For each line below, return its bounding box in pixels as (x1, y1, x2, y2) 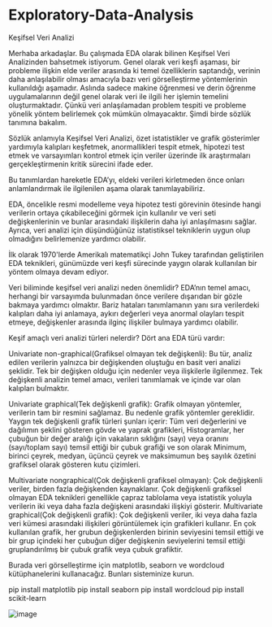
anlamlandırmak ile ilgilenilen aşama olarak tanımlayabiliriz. (8, 183, 205, 193)
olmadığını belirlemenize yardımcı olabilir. (8, 233, 146, 243)
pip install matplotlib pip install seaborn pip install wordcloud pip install (8, 584, 245, 594)
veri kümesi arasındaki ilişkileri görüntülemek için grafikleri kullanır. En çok (8, 518, 257, 528)
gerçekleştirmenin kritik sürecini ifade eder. (8, 159, 153, 168)
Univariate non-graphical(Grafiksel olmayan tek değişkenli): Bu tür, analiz (8, 348, 253, 359)
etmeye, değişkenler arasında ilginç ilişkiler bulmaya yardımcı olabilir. (8, 317, 239, 327)
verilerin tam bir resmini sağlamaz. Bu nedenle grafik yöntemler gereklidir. (8, 407, 255, 417)
